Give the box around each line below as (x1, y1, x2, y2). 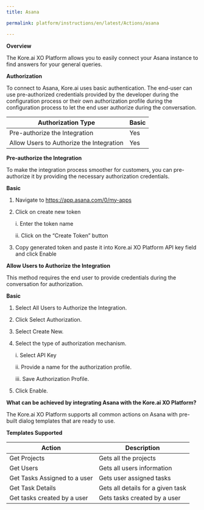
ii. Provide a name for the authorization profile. (15, 363, 132, 371)
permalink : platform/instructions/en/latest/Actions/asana (6, 20, 160, 26)
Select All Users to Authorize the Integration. (15, 304, 127, 311)
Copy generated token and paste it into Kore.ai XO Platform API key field (15, 243, 197, 251)
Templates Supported (6, 429, 63, 436)
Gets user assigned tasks (98, 473, 171, 482)
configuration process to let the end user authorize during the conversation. (6, 103, 197, 111)
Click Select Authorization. (15, 316, 82, 323)
